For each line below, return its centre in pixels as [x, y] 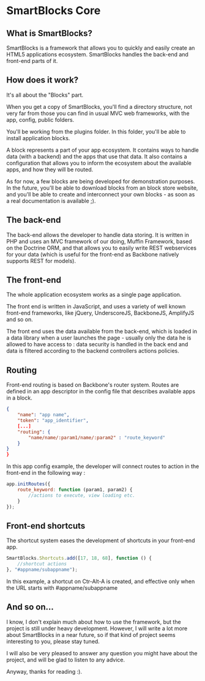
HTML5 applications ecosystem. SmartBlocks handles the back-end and [97, 54]
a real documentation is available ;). [51, 201]
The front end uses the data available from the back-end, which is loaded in [102, 332]
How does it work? [43, 80]
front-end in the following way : [46, 473]
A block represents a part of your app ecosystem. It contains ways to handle [102, 150]
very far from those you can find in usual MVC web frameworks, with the [98, 113]
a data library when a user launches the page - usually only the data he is [99, 338]
